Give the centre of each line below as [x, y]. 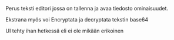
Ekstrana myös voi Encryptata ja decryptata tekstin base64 [77, 19]
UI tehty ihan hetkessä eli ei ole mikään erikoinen [65, 31]
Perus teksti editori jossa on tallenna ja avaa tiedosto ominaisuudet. [87, 8]
